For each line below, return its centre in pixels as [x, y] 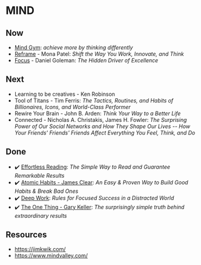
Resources [26, 235]
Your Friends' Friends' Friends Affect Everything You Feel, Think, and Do [105, 132]
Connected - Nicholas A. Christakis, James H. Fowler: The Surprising [100, 119]
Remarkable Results [39, 175]
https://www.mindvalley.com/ [51, 256]
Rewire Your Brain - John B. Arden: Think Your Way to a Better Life [97, 113]
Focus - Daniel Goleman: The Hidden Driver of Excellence [86, 60]
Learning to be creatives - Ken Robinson [65, 94]
